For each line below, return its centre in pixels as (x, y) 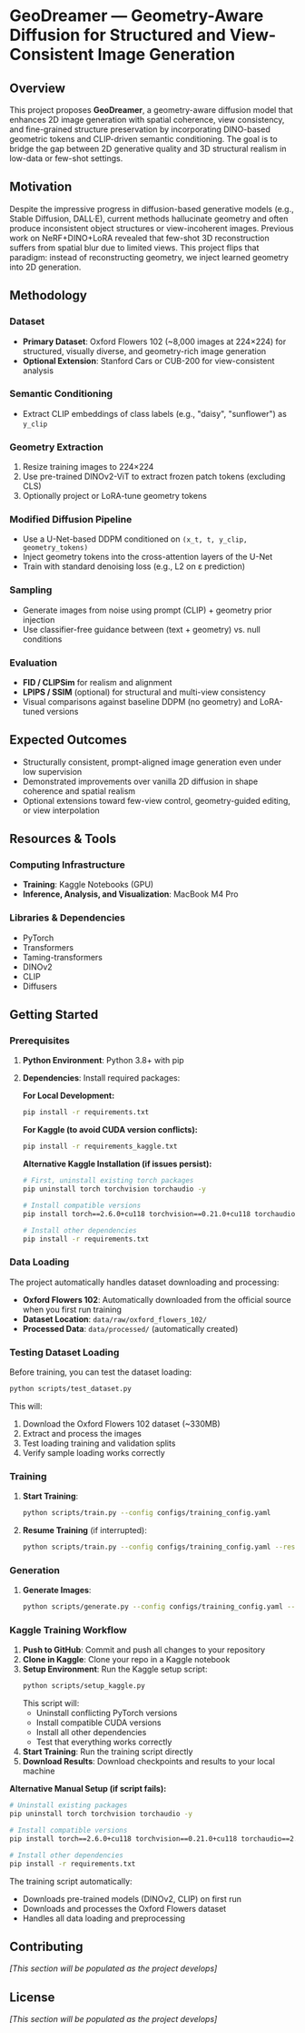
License (32, 1997)
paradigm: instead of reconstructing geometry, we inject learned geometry (149, 257)
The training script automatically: (71, 1881)
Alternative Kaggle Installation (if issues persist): (117, 1164)
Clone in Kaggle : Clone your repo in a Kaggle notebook (126, 1660)
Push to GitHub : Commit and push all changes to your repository (144, 1650)
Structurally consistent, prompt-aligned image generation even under (152, 762)
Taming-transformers (62, 957)
